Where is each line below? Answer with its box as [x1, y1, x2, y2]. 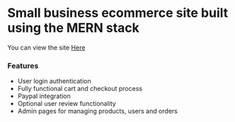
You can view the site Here [7, 43, 86, 51]
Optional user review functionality [17, 99, 117, 108]
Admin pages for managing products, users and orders [17, 107, 178, 116]
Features [7, 61, 39, 71]
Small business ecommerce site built [7, 5, 229, 21]
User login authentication [17, 77, 91, 85]
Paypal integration [17, 92, 71, 100]
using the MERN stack [7, 20, 140, 36]
